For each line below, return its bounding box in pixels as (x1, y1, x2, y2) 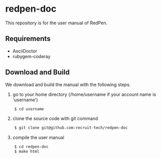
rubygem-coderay (12, 53, 51, 59)
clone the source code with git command (12, 115, 98, 122)
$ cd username (14, 106, 44, 111)
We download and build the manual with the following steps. (5, 82, 131, 88)
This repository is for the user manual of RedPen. (5, 20, 108, 26)
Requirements (5, 34, 51, 43)
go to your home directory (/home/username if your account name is (12, 91, 156, 97)
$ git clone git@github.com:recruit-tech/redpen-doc (14, 125, 128, 131)
